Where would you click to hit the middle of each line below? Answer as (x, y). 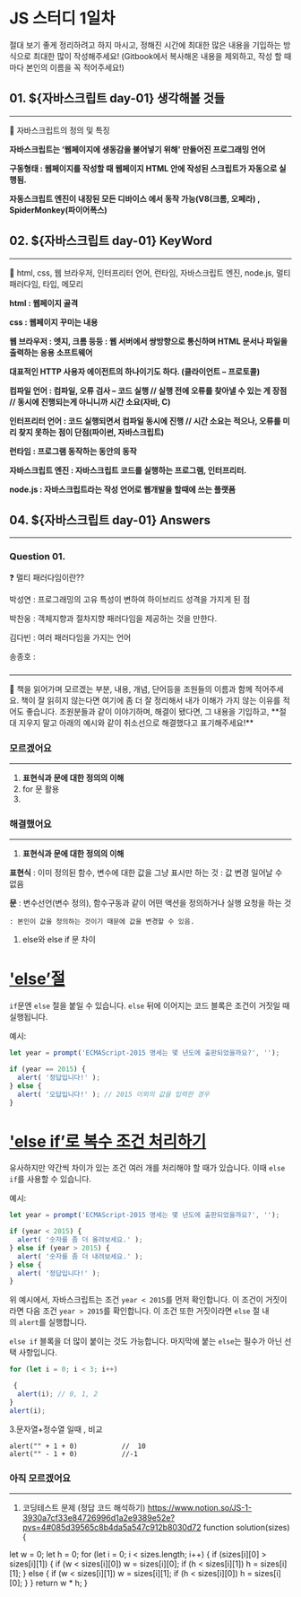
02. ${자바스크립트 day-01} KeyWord (111, 241)
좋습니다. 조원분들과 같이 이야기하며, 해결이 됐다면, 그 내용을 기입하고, (147, 711)
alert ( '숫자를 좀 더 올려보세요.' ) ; (80, 1240)
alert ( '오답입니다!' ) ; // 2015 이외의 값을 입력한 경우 (114, 1094)
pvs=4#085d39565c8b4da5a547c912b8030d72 (112, 1527)
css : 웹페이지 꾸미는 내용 (54, 322)
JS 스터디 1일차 (62, 18)
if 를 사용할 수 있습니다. (51, 1179)
